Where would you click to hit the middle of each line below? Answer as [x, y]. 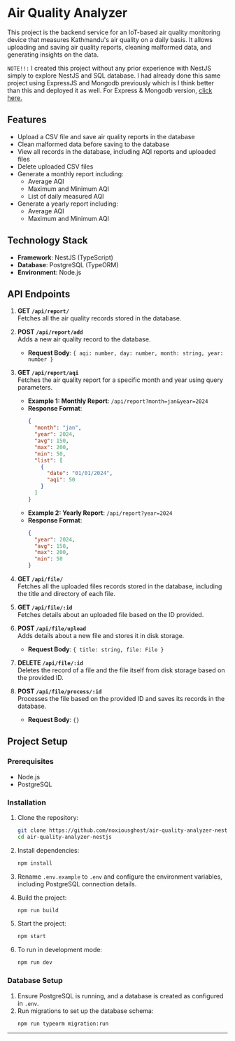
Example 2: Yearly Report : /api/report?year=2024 [100, 513]
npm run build [38, 910]
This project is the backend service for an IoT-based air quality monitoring [114, 32]
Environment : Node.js [49, 272]
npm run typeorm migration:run [63, 1024]
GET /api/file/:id [45, 607]
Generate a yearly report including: [68, 204]
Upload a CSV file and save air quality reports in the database [106, 136]
